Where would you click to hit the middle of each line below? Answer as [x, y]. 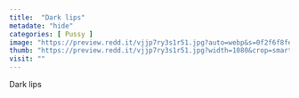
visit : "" [28, 59]
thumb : [21, 51]
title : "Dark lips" [48, 17]
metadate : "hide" [41, 26]
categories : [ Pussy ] [51, 34]
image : [21, 42]
